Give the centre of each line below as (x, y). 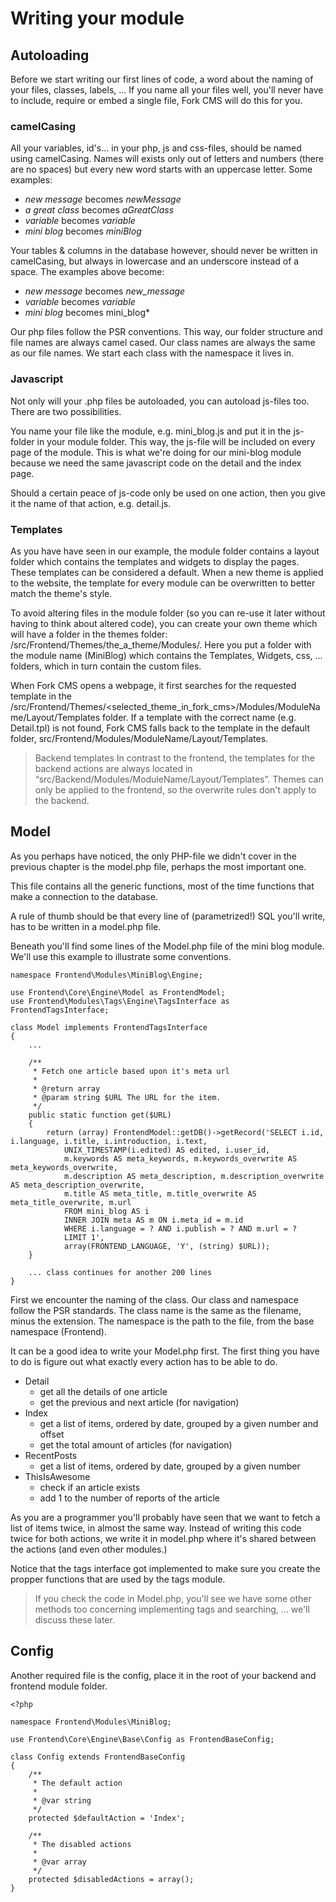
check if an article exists (90, 1487)
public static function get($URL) (100, 1115)
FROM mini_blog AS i (106, 1211)
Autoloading (50, 55)
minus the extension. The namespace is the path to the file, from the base (162, 1321)
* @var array (59, 1862)
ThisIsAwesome (57, 1476)
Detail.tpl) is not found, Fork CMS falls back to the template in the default (160, 728)
